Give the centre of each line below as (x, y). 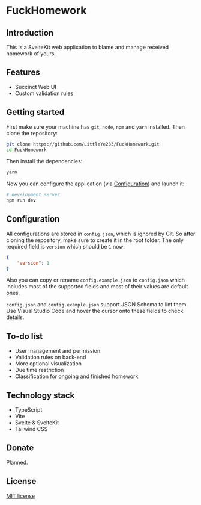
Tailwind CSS (31, 429)
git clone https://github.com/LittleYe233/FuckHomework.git (83, 144)
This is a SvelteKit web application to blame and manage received (88, 47)
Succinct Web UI (36, 87)
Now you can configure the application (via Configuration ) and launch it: (95, 184)
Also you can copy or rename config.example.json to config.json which (95, 280)
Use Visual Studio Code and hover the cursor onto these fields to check (95, 311)
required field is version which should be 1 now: (65, 246)
